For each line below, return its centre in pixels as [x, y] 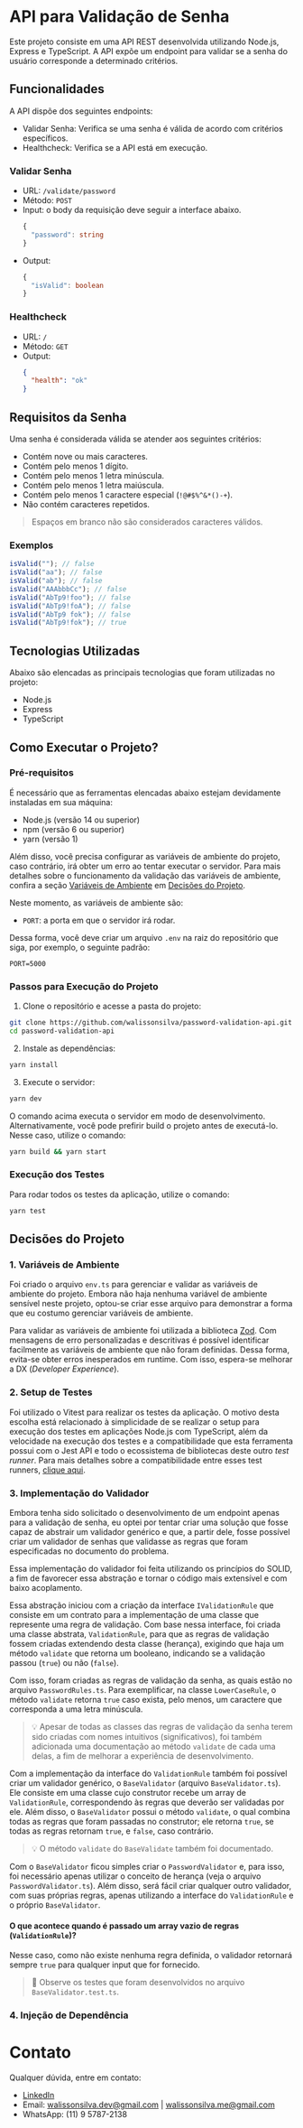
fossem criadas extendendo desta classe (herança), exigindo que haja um [147, 1643]
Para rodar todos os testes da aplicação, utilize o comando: [119, 1194]
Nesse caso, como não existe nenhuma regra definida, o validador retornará [151, 1956]
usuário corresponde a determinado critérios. [94, 60]
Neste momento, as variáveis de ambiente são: [96, 902]
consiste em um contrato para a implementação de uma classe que [134, 1614]
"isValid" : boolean [68, 285]
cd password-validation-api [62, 1031]
